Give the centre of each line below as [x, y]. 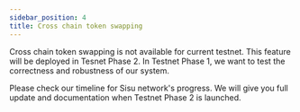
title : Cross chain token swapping [76, 26]
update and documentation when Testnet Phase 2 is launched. [125, 97]
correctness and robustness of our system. [89, 70]
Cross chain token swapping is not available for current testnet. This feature [150, 51]
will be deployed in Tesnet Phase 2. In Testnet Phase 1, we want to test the [147, 61]
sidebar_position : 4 [48, 17]
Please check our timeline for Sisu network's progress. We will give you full [149, 88]
